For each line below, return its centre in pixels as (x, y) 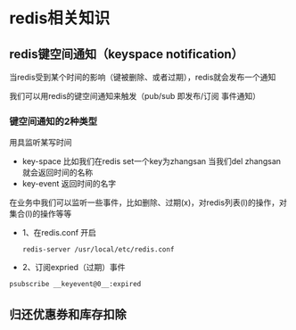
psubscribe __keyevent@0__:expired (75, 285)
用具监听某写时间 (41, 143)
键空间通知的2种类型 (53, 121)
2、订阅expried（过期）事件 (74, 268)
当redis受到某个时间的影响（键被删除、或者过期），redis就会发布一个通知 (143, 77)
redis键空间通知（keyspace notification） (126, 54)
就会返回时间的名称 (58, 173)
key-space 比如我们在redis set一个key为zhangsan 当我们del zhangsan (152, 161)
